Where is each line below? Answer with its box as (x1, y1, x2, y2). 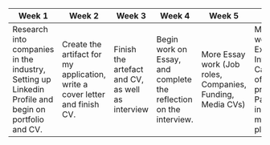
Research (12, 24, 48, 34)
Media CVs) (201, 99, 246, 110)
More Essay (201, 49, 246, 59)
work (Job (201, 59, 240, 70)
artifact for (61, 49, 102, 59)
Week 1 (18, 10, 48, 21)
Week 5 (208, 10, 239, 21)
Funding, (201, 89, 235, 99)
